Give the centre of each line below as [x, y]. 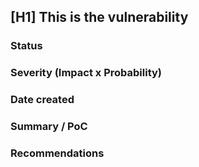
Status [26, 46]
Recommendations [57, 153]
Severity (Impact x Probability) [86, 73]
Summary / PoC [49, 127]
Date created [42, 100]
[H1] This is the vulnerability [99, 17]
